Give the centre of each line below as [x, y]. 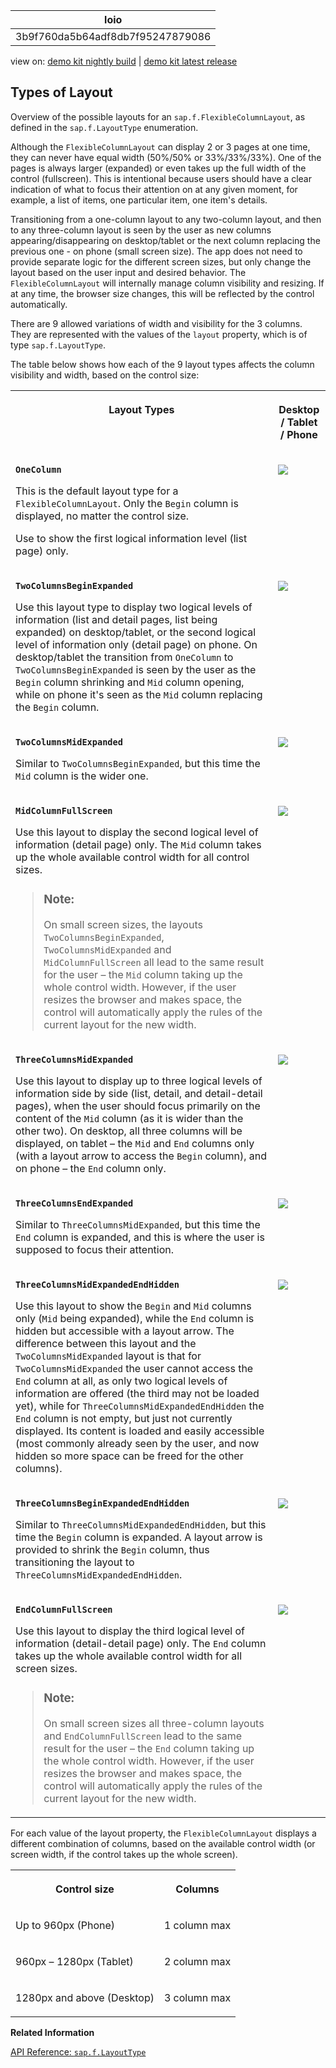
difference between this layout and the [106, 1343]
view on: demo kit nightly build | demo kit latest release [124, 61]
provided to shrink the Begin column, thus [112, 1549]
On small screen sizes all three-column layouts [154, 1723]
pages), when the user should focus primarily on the [138, 1106]
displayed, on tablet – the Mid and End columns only [135, 1143]
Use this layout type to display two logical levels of [134, 607]
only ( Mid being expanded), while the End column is [135, 1318]
